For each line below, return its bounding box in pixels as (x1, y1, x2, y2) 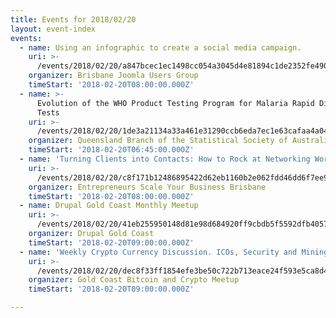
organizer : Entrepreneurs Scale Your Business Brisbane (28, 182, 267, 192)
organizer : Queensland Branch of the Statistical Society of (28, 136, 288, 146)
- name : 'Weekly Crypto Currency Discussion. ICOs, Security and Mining (19, 247, 329, 257)
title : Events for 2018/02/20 (10, 14, 137, 25)
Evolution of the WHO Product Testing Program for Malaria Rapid (36, 98, 315, 108)
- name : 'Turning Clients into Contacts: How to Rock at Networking (19, 154, 311, 164)
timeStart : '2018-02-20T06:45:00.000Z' (28, 145, 195, 155)
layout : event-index (10, 24, 97, 34)
